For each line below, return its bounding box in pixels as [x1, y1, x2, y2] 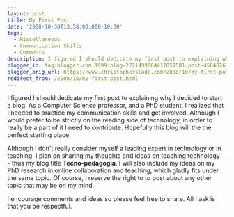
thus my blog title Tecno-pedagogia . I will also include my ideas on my [11, 159, 215, 168]
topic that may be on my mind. [7, 182, 95, 190]
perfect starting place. [7, 131, 71, 139]
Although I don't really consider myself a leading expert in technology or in [7, 144, 221, 153]
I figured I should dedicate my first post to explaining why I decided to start [7, 94, 223, 102]
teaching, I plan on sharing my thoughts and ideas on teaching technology [7, 152, 221, 160]
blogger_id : [7, 62, 42, 69]
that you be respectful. [7, 202, 72, 211]
